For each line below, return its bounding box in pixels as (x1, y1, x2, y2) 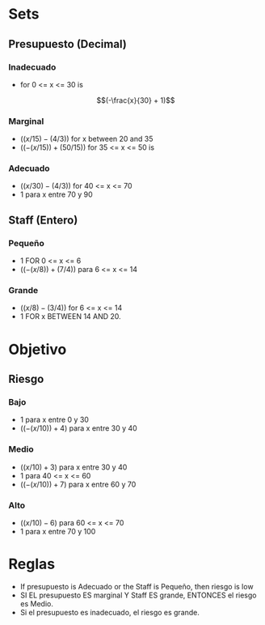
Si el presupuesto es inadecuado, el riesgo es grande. (19, 607, 200, 617)
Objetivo (8, 340, 67, 359)
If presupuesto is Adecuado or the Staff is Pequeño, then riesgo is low (19, 581, 254, 591)
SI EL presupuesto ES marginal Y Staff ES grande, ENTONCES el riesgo (19, 590, 257, 600)
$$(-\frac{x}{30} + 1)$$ (96, 95, 175, 105)
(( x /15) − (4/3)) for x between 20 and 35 (19, 134, 154, 144)
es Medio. (19, 598, 54, 608)
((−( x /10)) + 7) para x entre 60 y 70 (19, 479, 137, 489)
